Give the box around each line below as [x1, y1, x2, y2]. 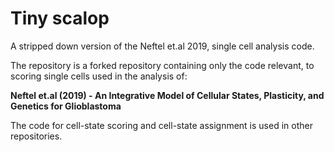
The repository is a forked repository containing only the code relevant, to [10, 59, 315, 71]
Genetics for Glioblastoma [10, 100, 122, 112]
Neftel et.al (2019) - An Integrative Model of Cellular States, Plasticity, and [10, 89, 325, 101]
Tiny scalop [10, 7, 110, 30]
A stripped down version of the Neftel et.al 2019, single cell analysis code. [10, 40, 315, 52]
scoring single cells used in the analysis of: [10, 70, 188, 82]
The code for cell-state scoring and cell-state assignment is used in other [10, 119, 313, 131]
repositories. [10, 130, 63, 142]
